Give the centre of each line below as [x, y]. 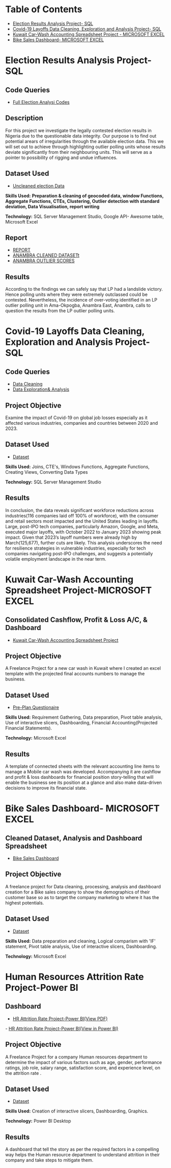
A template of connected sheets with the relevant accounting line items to [82, 766]
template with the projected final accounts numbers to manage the [75, 674]
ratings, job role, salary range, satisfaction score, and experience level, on [83, 1068]
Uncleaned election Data [38, 186]
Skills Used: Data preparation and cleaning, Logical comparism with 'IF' [81, 941]
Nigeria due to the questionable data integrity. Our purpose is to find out [81, 135]
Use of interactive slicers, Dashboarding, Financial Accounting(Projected [81, 723]
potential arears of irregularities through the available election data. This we [84, 141]
